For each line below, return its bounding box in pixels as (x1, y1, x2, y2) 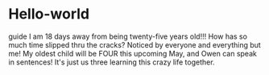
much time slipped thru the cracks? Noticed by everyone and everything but (8, 40, 262, 49)
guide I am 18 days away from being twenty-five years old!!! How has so (8, 31, 248, 41)
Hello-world (8, 5, 90, 23)
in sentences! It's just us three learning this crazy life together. (8, 57, 215, 67)
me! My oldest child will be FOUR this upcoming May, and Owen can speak (8, 48, 258, 58)
